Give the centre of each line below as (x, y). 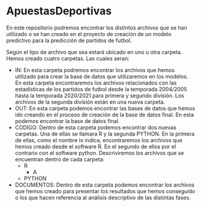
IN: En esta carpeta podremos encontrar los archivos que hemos (95, 70)
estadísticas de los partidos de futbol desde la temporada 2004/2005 (101, 89)
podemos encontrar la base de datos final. (67, 121)
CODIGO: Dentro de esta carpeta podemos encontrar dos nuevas (96, 127)
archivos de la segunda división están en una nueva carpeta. (90, 102)
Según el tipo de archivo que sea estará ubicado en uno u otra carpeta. (94, 52)
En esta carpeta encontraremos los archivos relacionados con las (96, 83)
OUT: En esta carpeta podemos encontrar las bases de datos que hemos (105, 108)
